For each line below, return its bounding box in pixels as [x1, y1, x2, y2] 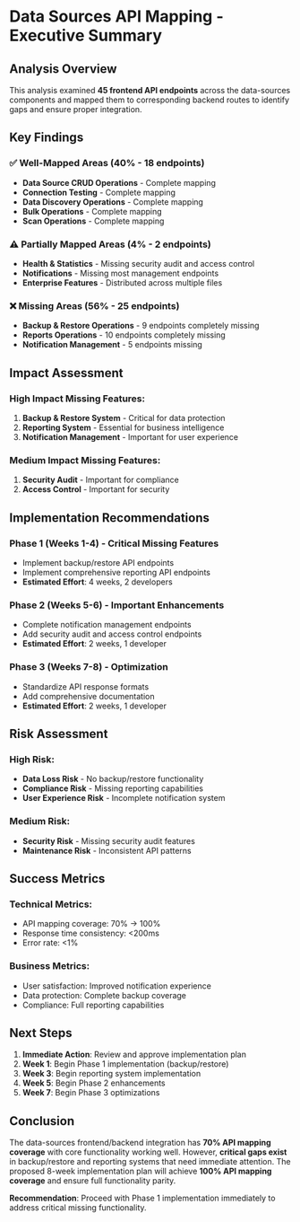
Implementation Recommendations [9, 510, 210, 525]
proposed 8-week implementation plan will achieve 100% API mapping [9, 1165, 272, 1177]
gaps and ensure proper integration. [9, 104, 142, 114]
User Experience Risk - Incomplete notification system [21, 793, 226, 804]
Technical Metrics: [9, 898, 92, 910]
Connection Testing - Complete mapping [21, 187, 176, 198]
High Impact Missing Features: [9, 392, 146, 405]
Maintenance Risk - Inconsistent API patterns [21, 845, 192, 856]
